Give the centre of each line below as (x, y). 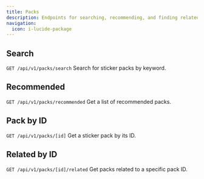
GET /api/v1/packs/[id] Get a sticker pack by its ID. (71, 135)
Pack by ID (27, 121)
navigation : (21, 23)
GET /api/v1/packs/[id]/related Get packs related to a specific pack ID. (97, 169)
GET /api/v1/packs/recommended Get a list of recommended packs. (89, 101)
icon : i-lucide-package (42, 29)
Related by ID (32, 154)
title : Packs (23, 12)
